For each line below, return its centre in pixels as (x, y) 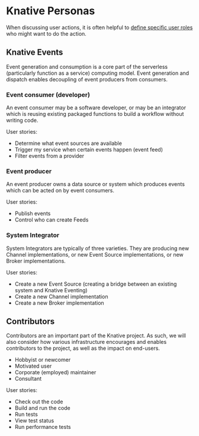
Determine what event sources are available (68, 143)
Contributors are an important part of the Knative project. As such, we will (96, 336)
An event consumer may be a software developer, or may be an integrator (96, 108)
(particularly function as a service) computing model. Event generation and (98, 73)
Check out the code (39, 402)
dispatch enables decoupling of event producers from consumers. (87, 79)
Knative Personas (51, 11)
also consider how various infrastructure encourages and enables (86, 342)
